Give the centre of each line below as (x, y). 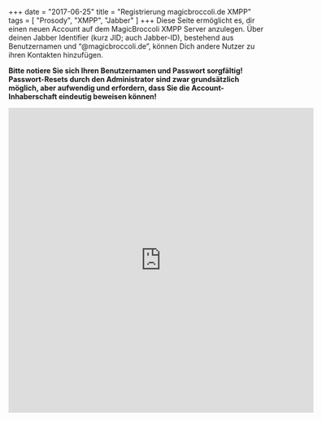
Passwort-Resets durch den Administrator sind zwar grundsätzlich (124, 79)
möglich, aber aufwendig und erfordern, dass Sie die (99, 88)
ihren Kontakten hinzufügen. (56, 55)
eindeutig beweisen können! (107, 96)
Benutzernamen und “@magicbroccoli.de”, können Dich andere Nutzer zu (132, 46)
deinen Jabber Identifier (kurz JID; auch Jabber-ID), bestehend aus (121, 37)
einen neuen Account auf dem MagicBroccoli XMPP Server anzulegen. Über (136, 29)
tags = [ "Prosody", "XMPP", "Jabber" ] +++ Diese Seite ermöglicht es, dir (132, 20)
